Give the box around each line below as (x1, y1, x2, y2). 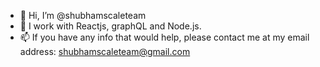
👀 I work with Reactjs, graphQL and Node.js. (19, 20, 202, 32)
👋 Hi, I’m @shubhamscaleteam (19, 10, 147, 21)
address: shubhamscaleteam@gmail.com (19, 46, 191, 57)
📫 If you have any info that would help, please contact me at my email (19, 31, 310, 43)
